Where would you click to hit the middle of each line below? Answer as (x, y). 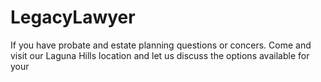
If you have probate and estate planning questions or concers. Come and (161, 45)
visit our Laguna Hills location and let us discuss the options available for (160, 55)
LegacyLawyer (73, 17)
